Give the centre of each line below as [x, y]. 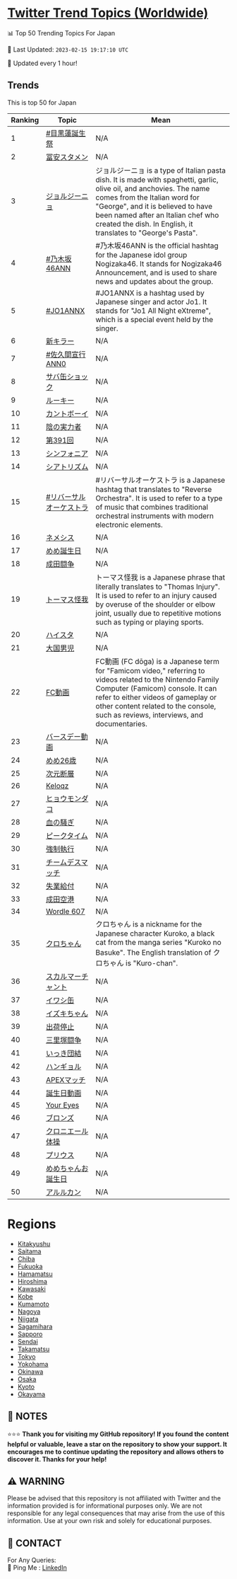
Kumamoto [33, 1304]
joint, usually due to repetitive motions [158, 613]
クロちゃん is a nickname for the [149, 924]
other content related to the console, [156, 706]
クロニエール [67, 1131]
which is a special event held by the [154, 319]
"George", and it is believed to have [154, 206]
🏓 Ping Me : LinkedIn [37, 1568]
